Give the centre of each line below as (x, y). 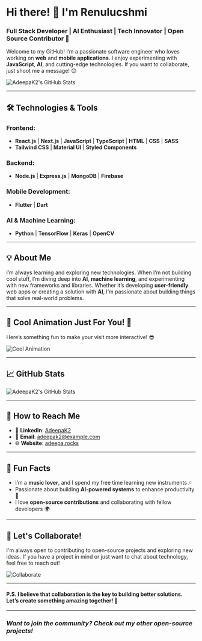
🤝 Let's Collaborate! (44, 535)
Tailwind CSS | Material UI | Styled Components (76, 147)
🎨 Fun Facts (29, 468)
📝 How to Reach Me (43, 416)
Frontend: (21, 127)
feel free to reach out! (33, 563)
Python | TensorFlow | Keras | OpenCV (65, 233)
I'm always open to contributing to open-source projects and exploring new (100, 550)
